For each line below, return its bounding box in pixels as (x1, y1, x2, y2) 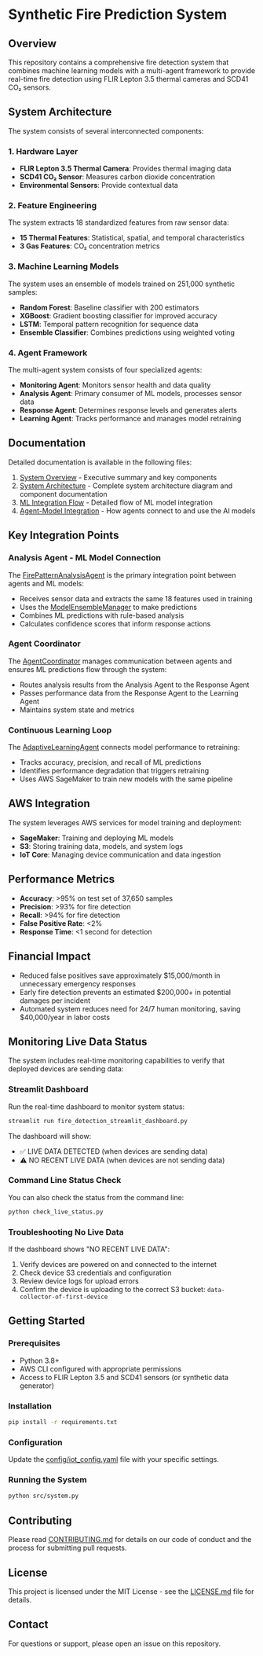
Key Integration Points (8, 529, 119, 542)
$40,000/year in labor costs (19, 1012, 111, 1022)
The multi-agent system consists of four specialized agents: (8, 365, 203, 374)
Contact (8, 1617, 49, 1632)
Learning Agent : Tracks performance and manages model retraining (19, 414, 242, 423)
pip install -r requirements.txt (8, 1418, 118, 1426)
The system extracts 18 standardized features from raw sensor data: (8, 218, 229, 227)
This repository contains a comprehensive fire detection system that (8, 57, 229, 67)
